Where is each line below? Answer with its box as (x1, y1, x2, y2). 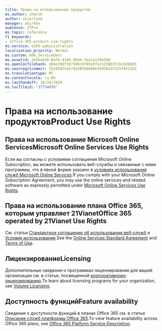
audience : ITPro (5, 25, 38, 30)
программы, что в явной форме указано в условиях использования (5, 166, 147, 172)
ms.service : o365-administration (5, 44, 73, 48)
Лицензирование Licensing (5, 254, 92, 262)
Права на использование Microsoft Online (5, 136, 139, 144)
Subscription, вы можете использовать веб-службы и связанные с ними (5, 161, 157, 167)
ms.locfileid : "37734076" (5, 84, 58, 90)
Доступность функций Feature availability (5, 297, 139, 306)
